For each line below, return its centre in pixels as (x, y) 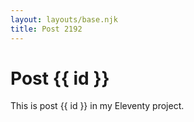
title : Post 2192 (46, 29)
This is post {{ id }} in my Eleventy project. (97, 106)
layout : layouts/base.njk (64, 19)
